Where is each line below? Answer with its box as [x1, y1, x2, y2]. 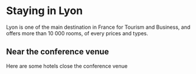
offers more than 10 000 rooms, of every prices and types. [6, 29, 149, 36]
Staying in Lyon [6, 4, 83, 18]
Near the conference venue [6, 47, 109, 57]
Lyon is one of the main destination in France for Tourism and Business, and [6, 23, 191, 31]
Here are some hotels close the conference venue [6, 62, 128, 69]
